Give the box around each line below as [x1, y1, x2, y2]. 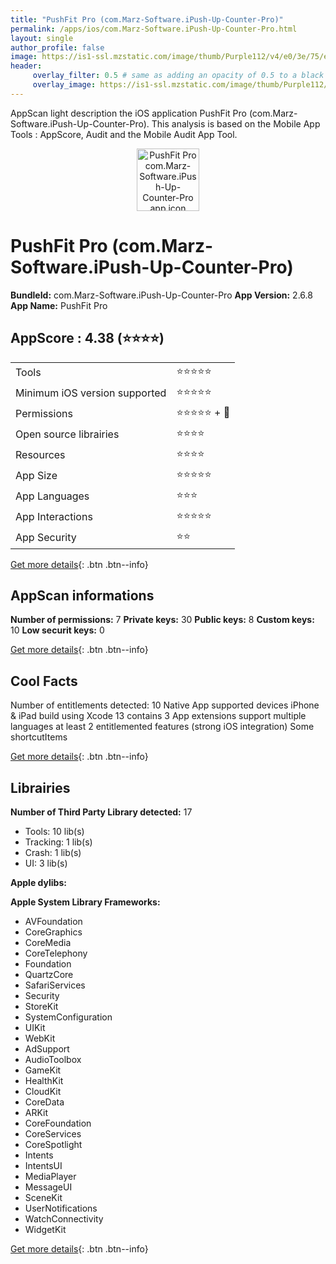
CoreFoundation [24, 1117, 92, 1129]
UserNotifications [24, 1202, 98, 1214]
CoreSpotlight [24, 1138, 83, 1150]
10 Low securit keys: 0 [10, 624, 105, 636]
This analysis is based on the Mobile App [151, 117, 321, 130]
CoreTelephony [24, 947, 88, 959]
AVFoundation [24, 915, 83, 927]
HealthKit [24, 1074, 64, 1086]
